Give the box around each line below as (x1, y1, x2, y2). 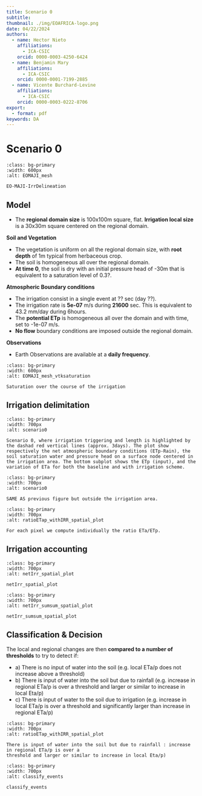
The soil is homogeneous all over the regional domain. (15, 259, 150, 266)
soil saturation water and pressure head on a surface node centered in (6, 453, 194, 460)
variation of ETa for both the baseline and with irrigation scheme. (6, 464, 186, 470)
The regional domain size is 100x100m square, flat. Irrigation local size (15, 216, 194, 223)
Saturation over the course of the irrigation (6, 384, 126, 390)
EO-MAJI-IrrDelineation (6, 183, 67, 190)
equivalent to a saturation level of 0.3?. (15, 272, 112, 279)
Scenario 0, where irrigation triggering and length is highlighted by (6, 437, 191, 443)
